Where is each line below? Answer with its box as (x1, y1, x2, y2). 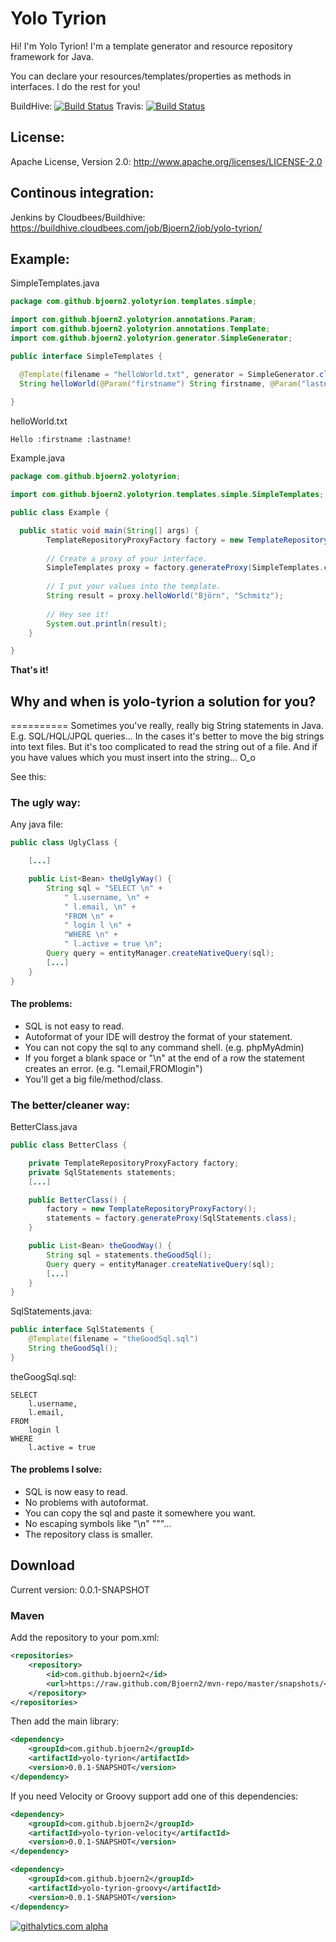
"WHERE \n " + (63, 930, 118, 940)
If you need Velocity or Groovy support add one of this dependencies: (10, 1790, 299, 1802)
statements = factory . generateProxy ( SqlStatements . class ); (46, 1213, 298, 1224)
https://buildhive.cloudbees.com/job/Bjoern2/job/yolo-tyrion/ (10, 222, 263, 234)
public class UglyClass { (10, 838, 118, 848)
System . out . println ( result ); (46, 618, 168, 629)
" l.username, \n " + (63, 892, 150, 902)
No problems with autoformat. (24, 1497, 149, 1509)
